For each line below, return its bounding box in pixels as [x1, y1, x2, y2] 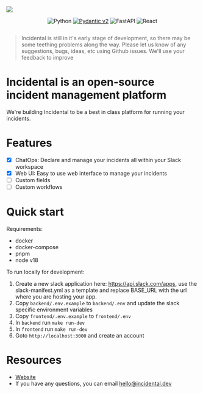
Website [15, 374, 37, 380]
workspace [15, 163, 44, 170]
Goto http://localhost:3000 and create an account [15, 332, 144, 339]
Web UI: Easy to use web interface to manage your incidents [15, 169, 168, 177]
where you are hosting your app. [15, 293, 98, 300]
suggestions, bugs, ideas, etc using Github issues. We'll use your [21, 48, 185, 54]
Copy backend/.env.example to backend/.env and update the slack [15, 300, 180, 307]
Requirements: [6, 225, 43, 233]
